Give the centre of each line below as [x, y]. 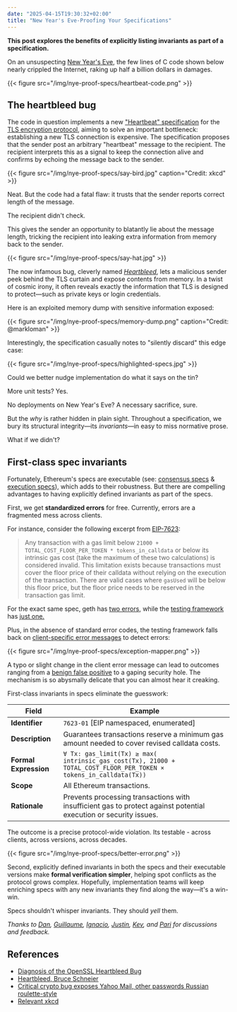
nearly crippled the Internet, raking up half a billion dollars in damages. [110, 69]
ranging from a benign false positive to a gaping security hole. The [104, 672]
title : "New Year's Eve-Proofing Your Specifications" [90, 20]
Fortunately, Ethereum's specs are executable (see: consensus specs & [111, 479]
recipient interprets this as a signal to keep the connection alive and [105, 152]
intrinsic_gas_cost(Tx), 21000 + [119, 761]
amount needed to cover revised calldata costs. [142, 744]
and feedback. [29, 932]
